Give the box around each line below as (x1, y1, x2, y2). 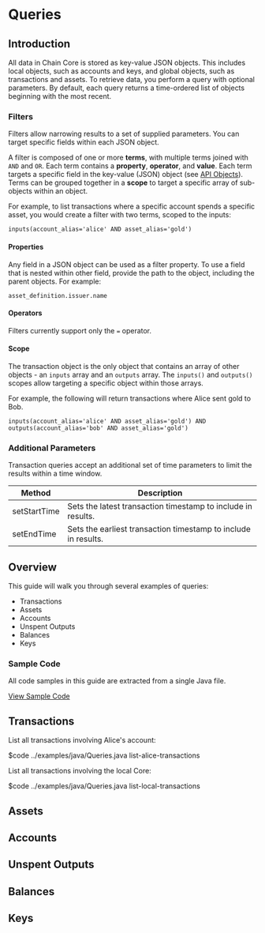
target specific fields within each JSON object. (8, 137, 159, 147)
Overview (8, 560, 58, 574)
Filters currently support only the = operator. (8, 325, 152, 335)
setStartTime (12, 506, 61, 517)
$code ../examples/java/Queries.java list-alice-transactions (8, 751, 200, 760)
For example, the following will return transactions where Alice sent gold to (8, 393, 251, 403)
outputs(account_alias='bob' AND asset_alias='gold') (8, 424, 189, 432)
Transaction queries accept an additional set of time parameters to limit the (8, 461, 252, 470)
